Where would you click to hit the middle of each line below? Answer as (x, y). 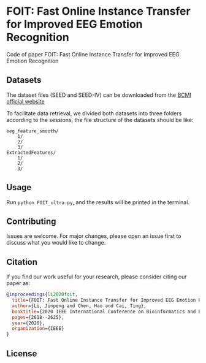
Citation (22, 262)
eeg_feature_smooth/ (33, 131)
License (22, 353)
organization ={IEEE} (38, 329)
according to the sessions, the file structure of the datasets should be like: (100, 120)
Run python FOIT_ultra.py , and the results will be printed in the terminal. (98, 202)
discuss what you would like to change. (56, 243)
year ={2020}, (29, 323)
